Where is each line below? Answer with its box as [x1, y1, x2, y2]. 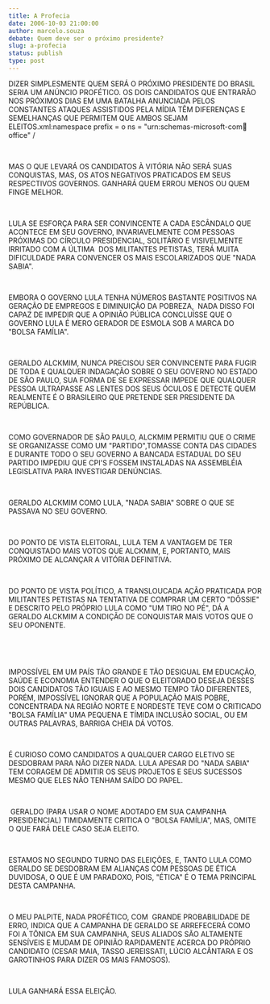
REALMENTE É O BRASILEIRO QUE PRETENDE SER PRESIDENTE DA [8, 392, 235, 402]
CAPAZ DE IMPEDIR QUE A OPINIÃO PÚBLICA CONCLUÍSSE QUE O [8, 310, 232, 319]
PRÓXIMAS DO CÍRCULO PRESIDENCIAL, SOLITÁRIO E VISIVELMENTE [8, 235, 243, 245]
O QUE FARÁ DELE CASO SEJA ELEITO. [8, 823, 139, 833]
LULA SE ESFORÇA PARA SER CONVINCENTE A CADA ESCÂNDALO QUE [8, 219, 251, 228]
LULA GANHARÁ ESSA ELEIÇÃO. [8, 985, 117, 996]
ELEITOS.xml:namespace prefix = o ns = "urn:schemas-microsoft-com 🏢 [8, 122, 247, 131]
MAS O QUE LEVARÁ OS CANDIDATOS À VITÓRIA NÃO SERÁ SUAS [8, 161, 232, 171]
